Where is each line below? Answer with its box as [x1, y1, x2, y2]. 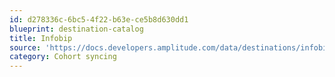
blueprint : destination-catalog [9, 24, 144, 34]
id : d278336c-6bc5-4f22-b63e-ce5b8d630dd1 [9, 14, 189, 25]
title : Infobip [9, 33, 73, 43]
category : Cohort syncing [9, 52, 117, 62]
